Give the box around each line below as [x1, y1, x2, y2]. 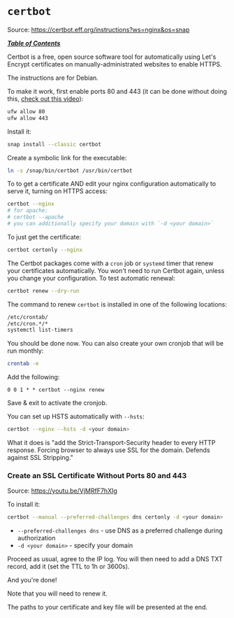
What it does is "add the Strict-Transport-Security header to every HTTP [7, 439, 216, 447]
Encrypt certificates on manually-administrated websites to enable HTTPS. [7, 59, 222, 68]
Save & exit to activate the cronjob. [7, 399, 108, 407]
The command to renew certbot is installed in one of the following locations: [7, 300, 227, 309]
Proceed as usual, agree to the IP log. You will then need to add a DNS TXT [7, 555, 224, 563]
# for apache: [7, 207, 49, 214]
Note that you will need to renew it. [7, 589, 108, 598]
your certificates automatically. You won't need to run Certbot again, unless [7, 266, 225, 274]
